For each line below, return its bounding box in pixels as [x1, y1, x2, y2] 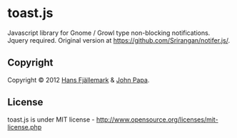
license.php [7, 122, 42, 131]
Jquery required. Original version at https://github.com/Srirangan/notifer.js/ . [7, 36, 231, 44]
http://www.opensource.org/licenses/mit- [96, 115, 219, 124]
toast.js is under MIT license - [7, 115, 95, 124]
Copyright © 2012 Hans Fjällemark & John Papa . [7, 75, 150, 84]
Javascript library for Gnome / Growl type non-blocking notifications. [7, 28, 211, 37]
